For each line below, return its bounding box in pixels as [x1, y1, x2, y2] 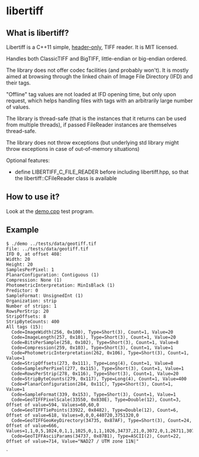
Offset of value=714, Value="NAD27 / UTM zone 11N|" [6, 438, 139, 444]
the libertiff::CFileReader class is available [14, 175, 117, 182]
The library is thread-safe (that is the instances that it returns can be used [6, 115, 187, 122]
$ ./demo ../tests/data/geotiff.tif [6, 241, 97, 247]
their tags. [6, 79, 31, 86]
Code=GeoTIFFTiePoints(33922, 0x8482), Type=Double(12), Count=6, [11, 407, 179, 413]
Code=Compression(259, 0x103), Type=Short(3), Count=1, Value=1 [11, 345, 174, 351]
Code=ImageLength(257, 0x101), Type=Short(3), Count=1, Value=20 [11, 334, 176, 340]
